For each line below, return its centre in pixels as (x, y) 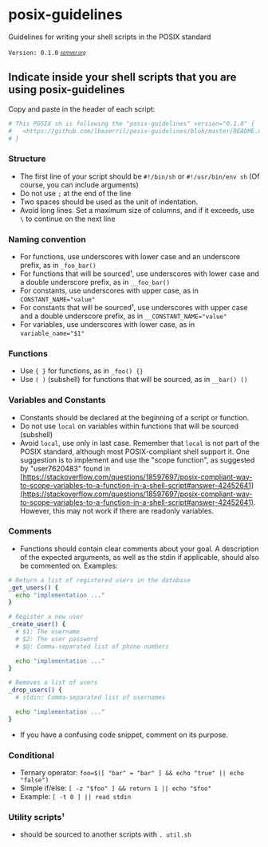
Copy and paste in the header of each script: (82, 108)
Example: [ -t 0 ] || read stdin (75, 797)
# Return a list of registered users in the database (100, 580)
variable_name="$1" (52, 333)
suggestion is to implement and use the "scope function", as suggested (137, 459)
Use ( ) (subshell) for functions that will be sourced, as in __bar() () (134, 380)
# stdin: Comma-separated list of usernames (91, 698)
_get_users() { (33, 588)
